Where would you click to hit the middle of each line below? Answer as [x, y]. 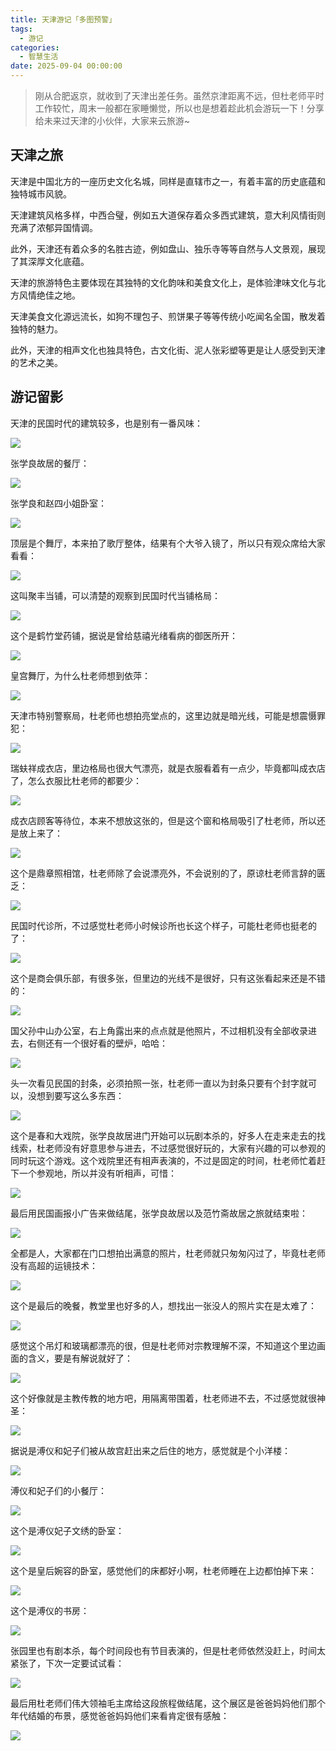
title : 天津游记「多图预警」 [63, 19]
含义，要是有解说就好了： [80, 1358]
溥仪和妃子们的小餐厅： [58, 1490]
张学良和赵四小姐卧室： [58, 503]
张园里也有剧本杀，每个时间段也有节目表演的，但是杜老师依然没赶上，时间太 [168, 1650]
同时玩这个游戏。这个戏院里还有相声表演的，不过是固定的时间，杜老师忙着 [163, 1160]
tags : [21, 29]
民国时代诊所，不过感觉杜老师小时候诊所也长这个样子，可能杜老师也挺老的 [163, 925]
